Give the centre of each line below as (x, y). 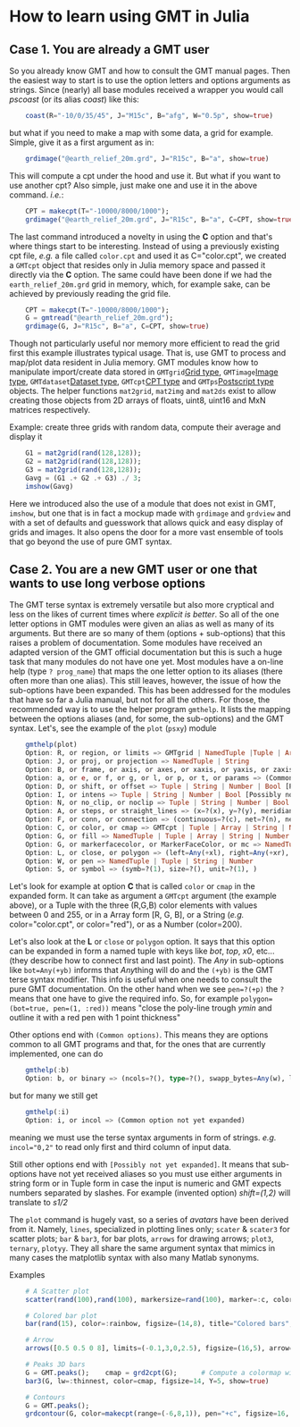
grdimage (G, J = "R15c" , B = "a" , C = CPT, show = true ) (117, 327)
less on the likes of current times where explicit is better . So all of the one (144, 615)
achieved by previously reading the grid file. (90, 293)
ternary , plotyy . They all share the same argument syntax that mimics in (142, 1247)
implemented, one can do (56, 1054)
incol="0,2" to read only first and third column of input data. (121, 1146)
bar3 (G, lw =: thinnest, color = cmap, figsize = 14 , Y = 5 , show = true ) (147, 1381)
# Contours (46, 1397)
